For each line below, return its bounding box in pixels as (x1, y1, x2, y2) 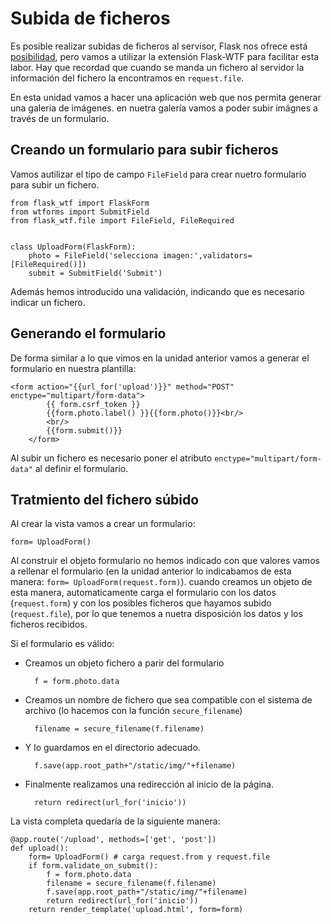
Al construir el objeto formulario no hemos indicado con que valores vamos (10, 555, 320, 567)
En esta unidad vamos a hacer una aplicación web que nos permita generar (10, 91, 322, 103)
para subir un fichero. (10, 178, 100, 191)
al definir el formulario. (34, 462, 129, 474)
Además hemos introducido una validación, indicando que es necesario (10, 285, 305, 297)
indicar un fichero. (10, 296, 86, 308)
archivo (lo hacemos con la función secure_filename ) (24, 705, 243, 717)
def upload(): (10, 843, 70, 854)
